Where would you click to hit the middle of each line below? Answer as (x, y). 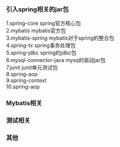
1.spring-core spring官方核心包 (44, 23)
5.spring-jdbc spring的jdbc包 (41, 53)
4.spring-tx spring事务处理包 (41, 45)
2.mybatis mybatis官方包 (36, 31)
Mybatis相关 (24, 103)
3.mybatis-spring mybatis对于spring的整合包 (60, 38)
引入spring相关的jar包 (37, 9)
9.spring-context (26, 80)
